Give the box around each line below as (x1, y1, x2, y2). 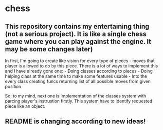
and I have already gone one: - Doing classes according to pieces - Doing (5, 68, 153, 74)
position (5, 83, 21, 89)
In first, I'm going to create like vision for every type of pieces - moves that (5, 58, 155, 64)
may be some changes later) (5, 45, 93, 53)
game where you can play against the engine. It (5, 37, 151, 46)
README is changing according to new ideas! (5, 117, 146, 126)
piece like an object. (5, 103, 45, 109)
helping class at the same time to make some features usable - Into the (5, 73, 147, 79)
